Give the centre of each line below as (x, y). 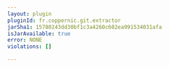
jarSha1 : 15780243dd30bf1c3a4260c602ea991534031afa (84, 27)
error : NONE (25, 40)
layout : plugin (30, 14)
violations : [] (30, 47)
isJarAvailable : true (39, 33)
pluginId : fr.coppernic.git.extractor (64, 20)
